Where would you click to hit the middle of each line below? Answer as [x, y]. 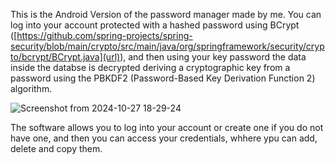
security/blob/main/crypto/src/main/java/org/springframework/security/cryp [167, 46]
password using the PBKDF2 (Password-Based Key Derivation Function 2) [163, 78]
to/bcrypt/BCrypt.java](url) [65, 57]
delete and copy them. [56, 148]
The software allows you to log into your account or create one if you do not [167, 127]
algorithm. [31, 88]
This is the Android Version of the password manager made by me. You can [166, 14]
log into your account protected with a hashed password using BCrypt [155, 25]
